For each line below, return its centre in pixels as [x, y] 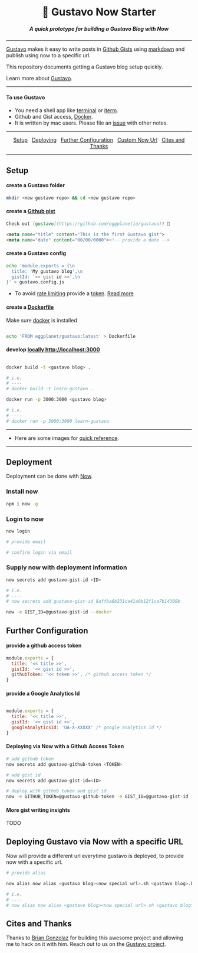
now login [18, 531]
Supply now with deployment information [67, 567]
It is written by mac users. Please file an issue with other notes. [91, 123]
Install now [22, 491]
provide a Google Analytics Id [43, 693]
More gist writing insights [38, 810]
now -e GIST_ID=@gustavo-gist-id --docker [59, 612]
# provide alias [26, 873]
